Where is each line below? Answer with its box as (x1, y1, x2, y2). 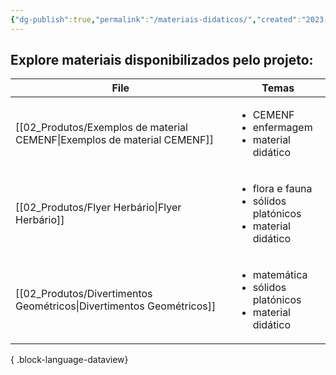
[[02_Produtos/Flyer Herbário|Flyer (15, 201, 182, 215)
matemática (252, 268, 308, 282)
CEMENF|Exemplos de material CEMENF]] (15, 133, 214, 147)
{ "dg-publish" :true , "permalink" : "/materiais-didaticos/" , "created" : (10, 14, 302, 25)
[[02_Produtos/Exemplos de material (15, 121, 188, 135)
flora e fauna (252, 182, 313, 196)
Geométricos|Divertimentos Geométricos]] (15, 299, 217, 313)
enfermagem (252, 121, 313, 135)
